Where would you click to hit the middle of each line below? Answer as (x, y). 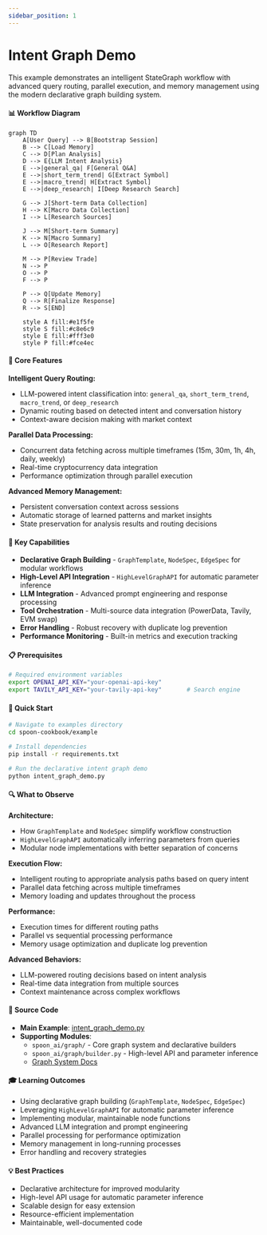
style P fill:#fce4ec (58, 343)
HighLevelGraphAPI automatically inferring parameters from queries (130, 839)
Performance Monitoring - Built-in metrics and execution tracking (128, 636)
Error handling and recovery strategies (83, 1153)
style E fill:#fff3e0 (58, 336)
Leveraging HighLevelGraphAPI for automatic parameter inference (127, 1110)
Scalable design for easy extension (77, 1206)
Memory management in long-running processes (100, 1144)
